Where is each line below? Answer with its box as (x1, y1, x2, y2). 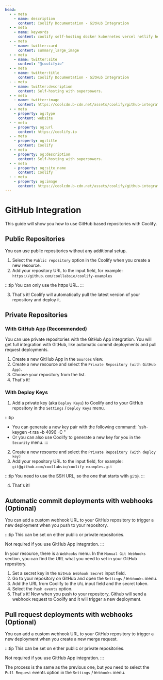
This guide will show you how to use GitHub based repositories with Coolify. (5, 221, 157, 226)
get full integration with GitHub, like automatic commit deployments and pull (5, 342, 157, 348)
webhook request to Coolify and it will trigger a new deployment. (12, 596, 142, 602)
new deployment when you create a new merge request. (5, 636, 118, 642)
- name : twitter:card (14, 43, 57, 48)
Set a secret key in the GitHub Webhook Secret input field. (12, 570, 126, 576)
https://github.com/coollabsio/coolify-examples (12, 274, 113, 278)
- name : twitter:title (14, 71, 60, 75)
